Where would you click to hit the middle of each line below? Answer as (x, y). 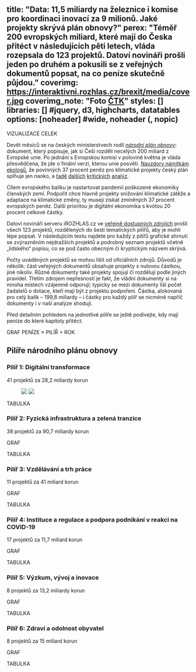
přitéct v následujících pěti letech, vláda (81, 46)
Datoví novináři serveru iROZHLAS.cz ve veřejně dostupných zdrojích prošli (97, 223)
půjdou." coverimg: (43, 83)
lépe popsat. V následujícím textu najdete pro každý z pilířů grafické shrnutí (97, 236)
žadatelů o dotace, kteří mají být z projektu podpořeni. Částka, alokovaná (94, 291)
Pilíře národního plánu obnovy (62, 351)
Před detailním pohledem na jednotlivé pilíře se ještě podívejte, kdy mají (92, 314)
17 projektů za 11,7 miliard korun (45, 540)
